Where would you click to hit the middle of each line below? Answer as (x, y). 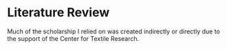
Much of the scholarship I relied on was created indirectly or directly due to (113, 31)
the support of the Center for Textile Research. (73, 38)
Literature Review (58, 13)
